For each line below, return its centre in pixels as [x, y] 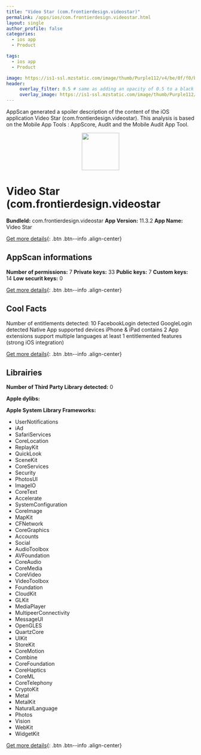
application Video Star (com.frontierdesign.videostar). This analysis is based [100, 118]
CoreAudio [28, 562]
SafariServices [33, 434]
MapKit [24, 517]
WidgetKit [27, 734]
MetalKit [25, 702]
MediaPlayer [30, 606]
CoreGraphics [32, 530]
